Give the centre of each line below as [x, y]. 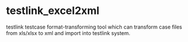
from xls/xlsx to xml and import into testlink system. [68, 33]
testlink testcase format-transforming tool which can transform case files [94, 27]
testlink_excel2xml [53, 11]
